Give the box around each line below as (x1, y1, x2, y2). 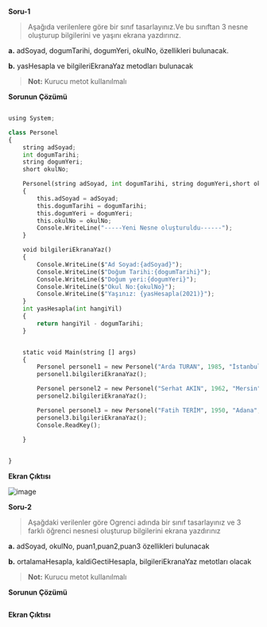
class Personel (8, 129, 59, 137)
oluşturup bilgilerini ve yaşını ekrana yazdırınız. (27, 31, 181, 40)
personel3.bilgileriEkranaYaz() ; (37, 414, 148, 421)
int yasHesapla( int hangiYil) (22, 305, 123, 313)
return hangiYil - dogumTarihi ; (37, 319, 145, 328)
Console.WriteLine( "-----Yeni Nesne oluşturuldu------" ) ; (37, 224, 233, 233)
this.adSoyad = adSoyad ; (37, 194, 119, 202)
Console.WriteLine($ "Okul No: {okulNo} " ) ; (37, 283, 176, 290)
